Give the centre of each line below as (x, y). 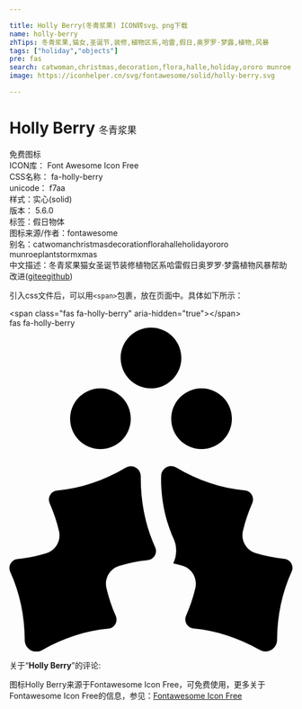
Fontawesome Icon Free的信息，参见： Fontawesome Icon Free (126, 696)
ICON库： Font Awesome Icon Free (74, 165)
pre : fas (26, 59)
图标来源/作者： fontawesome (64, 233)
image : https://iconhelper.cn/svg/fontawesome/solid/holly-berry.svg (142, 76)
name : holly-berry (44, 34)
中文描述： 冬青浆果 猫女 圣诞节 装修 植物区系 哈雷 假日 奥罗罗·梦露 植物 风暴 (141, 265)
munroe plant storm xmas (53, 254)
